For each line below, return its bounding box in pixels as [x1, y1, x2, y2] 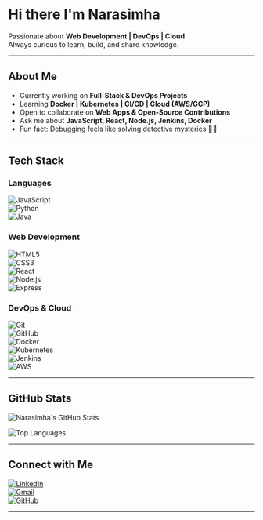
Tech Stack [8, 155, 64, 168]
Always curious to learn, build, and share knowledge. [8, 39, 179, 49]
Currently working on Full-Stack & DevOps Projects [19, 90, 188, 100]
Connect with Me [8, 458, 94, 471]
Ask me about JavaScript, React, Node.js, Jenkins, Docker [19, 115, 213, 125]
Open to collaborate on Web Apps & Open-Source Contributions [19, 107, 231, 117]
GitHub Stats [8, 392, 72, 405]
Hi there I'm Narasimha [8, 5, 160, 24]
